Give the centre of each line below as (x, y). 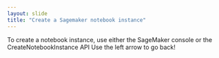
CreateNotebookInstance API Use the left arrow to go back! (91, 47)
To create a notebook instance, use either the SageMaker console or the (109, 39)
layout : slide (28, 13)
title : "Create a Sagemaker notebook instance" (77, 20)
